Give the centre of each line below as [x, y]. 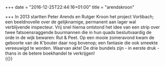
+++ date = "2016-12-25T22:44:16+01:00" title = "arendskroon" [70, 7]
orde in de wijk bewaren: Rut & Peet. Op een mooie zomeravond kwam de [80, 37]
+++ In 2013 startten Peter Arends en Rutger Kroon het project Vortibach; [80, 16]
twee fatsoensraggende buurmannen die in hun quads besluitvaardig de [78, 32]
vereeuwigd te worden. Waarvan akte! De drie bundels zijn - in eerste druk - [82, 48]
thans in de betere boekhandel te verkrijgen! [50, 53]
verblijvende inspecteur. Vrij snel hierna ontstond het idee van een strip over [82, 27]
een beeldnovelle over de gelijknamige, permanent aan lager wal [71, 22]
